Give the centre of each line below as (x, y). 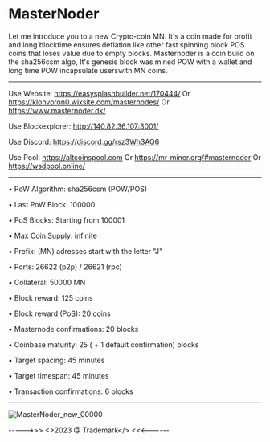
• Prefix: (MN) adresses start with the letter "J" (86, 251)
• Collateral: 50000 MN (47, 282)
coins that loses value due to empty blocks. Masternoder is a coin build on (131, 53)
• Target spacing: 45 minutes (57, 360)
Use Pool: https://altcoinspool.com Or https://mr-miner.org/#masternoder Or (135, 157)
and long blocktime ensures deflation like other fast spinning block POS (127, 44)
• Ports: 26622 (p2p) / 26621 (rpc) (65, 267)
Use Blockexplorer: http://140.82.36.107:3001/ (84, 126)
